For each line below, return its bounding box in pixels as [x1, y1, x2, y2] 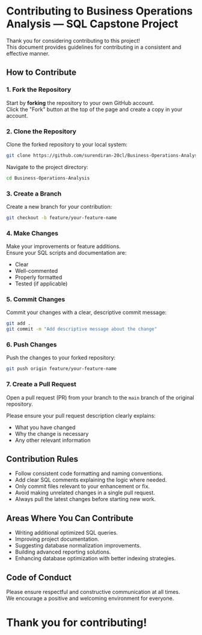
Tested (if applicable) [14, 280, 68, 287]
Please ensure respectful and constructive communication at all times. [6, 589, 180, 596]
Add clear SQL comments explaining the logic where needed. [14, 476, 167, 483]
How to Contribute [6, 68, 77, 78]
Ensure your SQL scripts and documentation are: [6, 249, 127, 257]
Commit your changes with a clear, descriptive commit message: [6, 309, 167, 316]
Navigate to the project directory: [6, 163, 88, 170]
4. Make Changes [6, 229, 59, 237]
